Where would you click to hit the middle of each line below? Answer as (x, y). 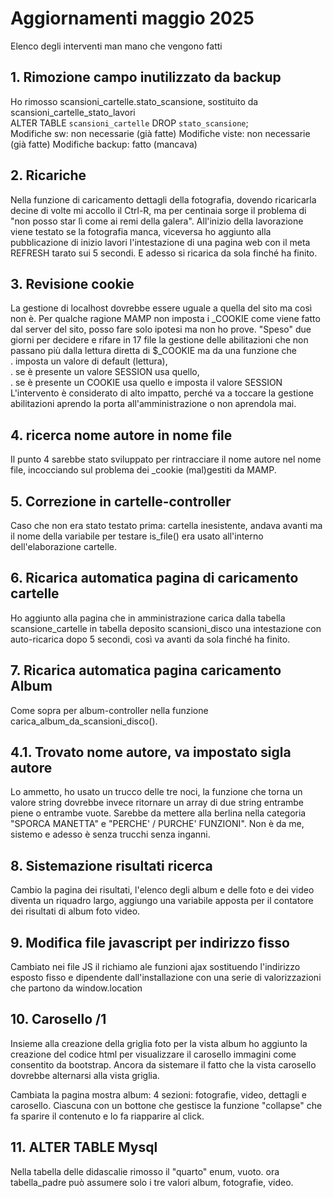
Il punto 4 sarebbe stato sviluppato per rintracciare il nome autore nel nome (166, 459)
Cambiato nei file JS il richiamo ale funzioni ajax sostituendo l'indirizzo (155, 967)
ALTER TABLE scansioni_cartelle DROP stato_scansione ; (129, 123)
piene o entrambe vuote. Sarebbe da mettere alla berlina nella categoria (158, 813)
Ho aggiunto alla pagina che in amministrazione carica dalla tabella (148, 618)
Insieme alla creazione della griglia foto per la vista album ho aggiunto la (159, 1043)
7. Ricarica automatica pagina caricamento (146, 670)
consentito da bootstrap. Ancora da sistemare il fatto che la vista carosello (163, 1064)
